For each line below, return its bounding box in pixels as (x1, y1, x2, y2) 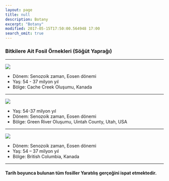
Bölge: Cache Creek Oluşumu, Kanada (12, 84, 92, 90)
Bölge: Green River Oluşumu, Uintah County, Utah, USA (12, 119, 127, 125)
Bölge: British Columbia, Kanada (12, 154, 79, 160)
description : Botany (5, 17, 49, 22)
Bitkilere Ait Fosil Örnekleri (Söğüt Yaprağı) (5, 48, 112, 55)
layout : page (5, 7, 33, 13)
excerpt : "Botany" (5, 21, 44, 27)
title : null (5, 12, 30, 17)
